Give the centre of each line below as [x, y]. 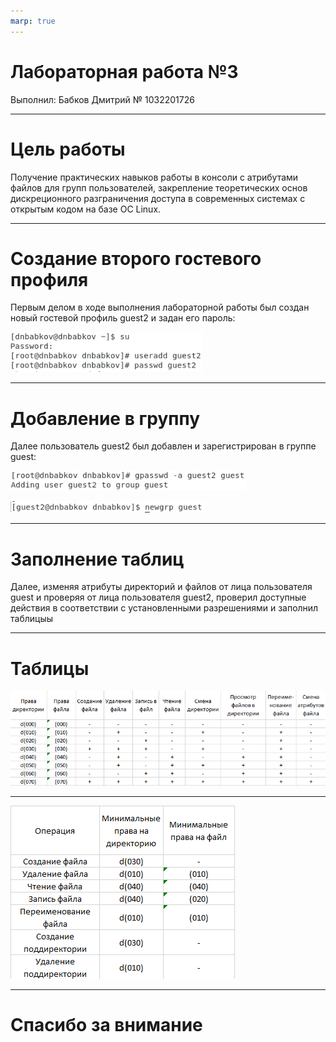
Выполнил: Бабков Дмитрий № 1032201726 [102, 99]
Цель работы [68, 149]
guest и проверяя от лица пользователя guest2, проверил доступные [158, 597]
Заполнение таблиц [97, 559]
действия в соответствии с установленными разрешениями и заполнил [164, 608]
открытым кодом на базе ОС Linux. [86, 209]
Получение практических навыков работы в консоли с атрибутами [154, 177]
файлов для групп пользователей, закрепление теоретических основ [159, 187]
